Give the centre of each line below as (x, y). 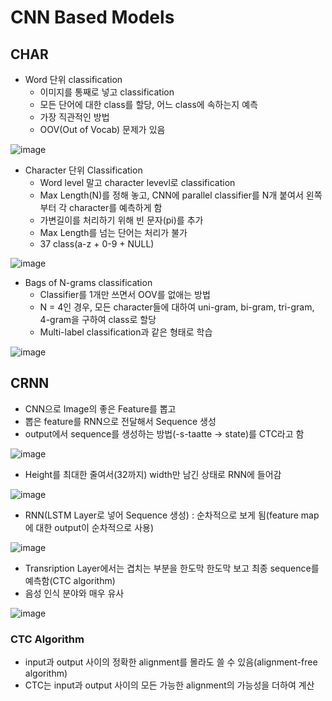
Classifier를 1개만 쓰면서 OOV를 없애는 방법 (125, 294)
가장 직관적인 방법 (74, 117)
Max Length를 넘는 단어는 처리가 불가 (113, 232)
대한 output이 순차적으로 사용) (95, 527)
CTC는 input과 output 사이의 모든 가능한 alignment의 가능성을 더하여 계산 (169, 685)
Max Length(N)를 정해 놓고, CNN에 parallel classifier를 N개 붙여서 (171, 195)
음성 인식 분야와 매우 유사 (74, 593)
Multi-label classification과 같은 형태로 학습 (126, 332)
